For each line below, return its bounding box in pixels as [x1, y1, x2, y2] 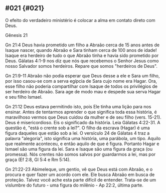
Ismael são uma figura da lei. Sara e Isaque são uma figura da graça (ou [5, 146, 153, 152]
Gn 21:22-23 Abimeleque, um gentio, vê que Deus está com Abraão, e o [5, 166, 153, 172]
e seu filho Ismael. [5, 94, 43, 100]
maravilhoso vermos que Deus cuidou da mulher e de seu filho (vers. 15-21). [5, 114, 162, 120]
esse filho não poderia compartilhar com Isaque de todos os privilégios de [5, 83, 158, 89]
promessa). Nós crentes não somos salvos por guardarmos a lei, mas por [5, 151, 156, 157]
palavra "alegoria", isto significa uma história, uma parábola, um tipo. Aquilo [5, 135, 161, 141]
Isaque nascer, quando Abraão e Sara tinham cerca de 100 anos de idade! [5, 47, 157, 53]
